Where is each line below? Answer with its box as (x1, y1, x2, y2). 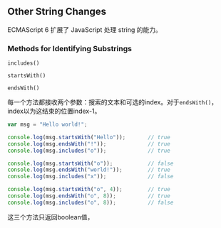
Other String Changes (7, 6, 107, 18)
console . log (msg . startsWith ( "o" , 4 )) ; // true (7, 186, 171, 193)
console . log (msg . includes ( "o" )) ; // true (7, 147, 171, 154)
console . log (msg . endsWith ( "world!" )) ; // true (7, 166, 171, 173)
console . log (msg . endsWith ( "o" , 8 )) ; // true (7, 192, 171, 200)
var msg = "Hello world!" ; (7, 121, 88, 129)
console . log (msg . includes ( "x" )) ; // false (7, 173, 174, 180)
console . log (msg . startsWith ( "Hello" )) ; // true (7, 134, 171, 141)
